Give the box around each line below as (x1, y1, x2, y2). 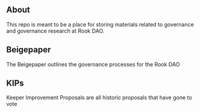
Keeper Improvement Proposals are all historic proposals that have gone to (6, 94, 192, 101)
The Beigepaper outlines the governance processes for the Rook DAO (6, 60, 180, 68)
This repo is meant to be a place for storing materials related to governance (6, 20, 195, 28)
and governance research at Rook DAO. (6, 27, 105, 34)
